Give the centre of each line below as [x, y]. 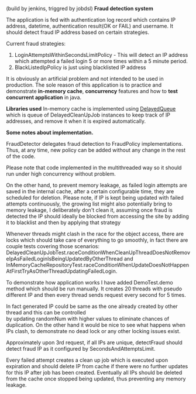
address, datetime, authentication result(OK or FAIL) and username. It [90, 26]
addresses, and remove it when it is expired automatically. [76, 121]
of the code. [21, 156]
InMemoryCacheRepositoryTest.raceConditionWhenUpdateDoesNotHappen [97, 265]
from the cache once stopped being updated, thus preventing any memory [96, 379]
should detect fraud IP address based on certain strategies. [78, 32]
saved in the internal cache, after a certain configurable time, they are [90, 191]
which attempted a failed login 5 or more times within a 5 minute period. [101, 61]
